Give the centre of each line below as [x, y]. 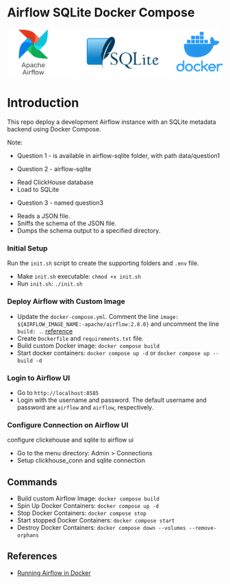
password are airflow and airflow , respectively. [85, 407]
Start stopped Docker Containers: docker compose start [96, 520]
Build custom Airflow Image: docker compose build [88, 498]
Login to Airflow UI [39, 378]
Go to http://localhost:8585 [58, 392]
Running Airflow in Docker [54, 572]
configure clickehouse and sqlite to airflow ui [71, 440]
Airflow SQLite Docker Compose [101, 13]
